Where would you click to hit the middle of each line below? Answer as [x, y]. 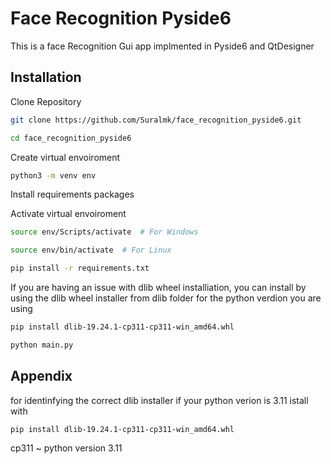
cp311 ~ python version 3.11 [66, 448]
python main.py [42, 345]
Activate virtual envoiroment [68, 214]
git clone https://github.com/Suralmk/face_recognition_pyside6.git [156, 120]
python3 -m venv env [53, 175]
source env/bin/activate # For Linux [91, 250]
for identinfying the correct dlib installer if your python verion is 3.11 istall [159, 400]
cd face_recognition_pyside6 [71, 138]
